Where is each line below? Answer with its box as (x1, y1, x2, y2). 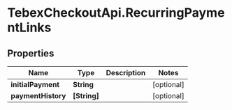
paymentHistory (10, 91, 66, 100)
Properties (7, 47, 55, 59)
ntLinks (7, 19, 52, 36)
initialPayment (10, 80, 60, 89)
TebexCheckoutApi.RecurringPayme (7, 5, 225, 21)
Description (106, 68, 146, 77)
